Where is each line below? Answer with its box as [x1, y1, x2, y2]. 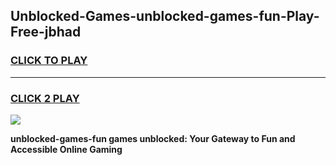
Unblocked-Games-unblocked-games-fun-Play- [10, 8, 320, 25]
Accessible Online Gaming [10, 143, 123, 155]
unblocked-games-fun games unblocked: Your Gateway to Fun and [10, 132, 296, 144]
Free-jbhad [10, 24, 82, 41]
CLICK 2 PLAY [10, 91, 80, 105]
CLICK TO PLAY [10, 54, 88, 68]
